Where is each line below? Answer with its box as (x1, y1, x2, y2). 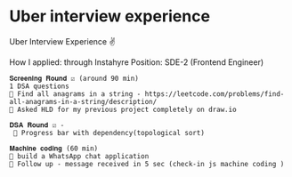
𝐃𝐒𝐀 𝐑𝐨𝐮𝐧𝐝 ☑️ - (9, 120, 65, 130)
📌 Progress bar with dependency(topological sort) (12, 128, 205, 137)
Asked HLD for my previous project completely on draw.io (17, 105, 238, 114)
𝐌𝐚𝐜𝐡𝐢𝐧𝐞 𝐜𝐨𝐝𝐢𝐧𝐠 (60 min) (9, 144, 99, 153)
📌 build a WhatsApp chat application (9, 151, 150, 161)
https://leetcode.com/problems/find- (144, 89, 285, 99)
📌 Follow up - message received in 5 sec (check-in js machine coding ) (9, 159, 285, 168)
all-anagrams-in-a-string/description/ (9, 97, 158, 106)
